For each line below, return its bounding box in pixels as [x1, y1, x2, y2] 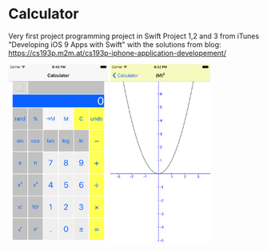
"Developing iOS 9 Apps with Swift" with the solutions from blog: [8, 39, 221, 49]
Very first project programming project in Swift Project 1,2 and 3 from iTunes [8, 31, 260, 41]
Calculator [8, 5, 79, 23]
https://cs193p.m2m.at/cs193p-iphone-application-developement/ [8, 48, 226, 58]
